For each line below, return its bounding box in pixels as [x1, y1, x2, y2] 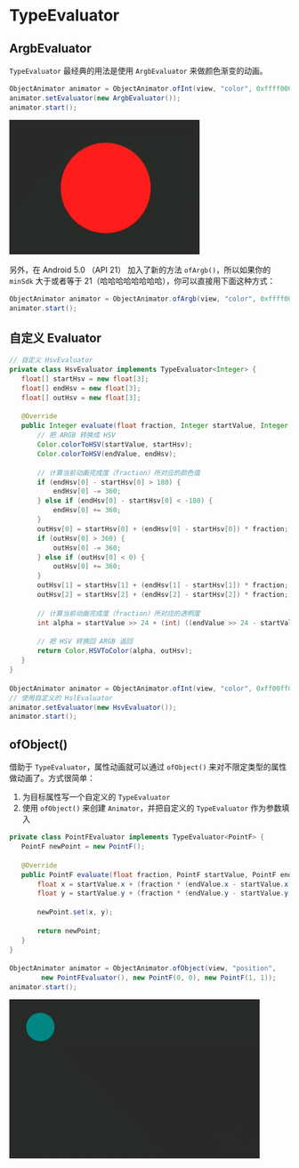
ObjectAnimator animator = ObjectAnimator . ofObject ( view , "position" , [9, 964, 277, 973]
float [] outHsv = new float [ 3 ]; [20, 393, 141, 402]
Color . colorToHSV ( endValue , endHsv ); [36, 449, 177, 458]
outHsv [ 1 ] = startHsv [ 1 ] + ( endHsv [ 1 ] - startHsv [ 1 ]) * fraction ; [36, 581, 289, 590]
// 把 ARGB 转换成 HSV [36, 431, 116, 440]
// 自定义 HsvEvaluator [9, 356, 93, 365]
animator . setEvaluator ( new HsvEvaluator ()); [9, 703, 177, 712]
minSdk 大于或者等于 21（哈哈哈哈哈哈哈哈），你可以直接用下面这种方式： [9, 275, 276, 286]
